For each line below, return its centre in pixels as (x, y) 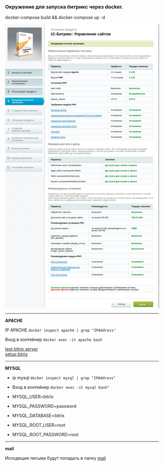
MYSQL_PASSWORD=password (44, 406)
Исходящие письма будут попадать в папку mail (55, 458)
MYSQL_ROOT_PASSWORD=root (45, 434)
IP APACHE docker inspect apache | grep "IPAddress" (61, 330)
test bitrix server (21, 349)
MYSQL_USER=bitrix (33, 397)
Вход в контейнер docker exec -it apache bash (54, 339)
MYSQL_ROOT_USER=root (39, 425)
